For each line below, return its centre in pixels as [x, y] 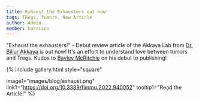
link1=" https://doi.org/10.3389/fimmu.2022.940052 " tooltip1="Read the [94, 88]
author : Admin [24, 23]
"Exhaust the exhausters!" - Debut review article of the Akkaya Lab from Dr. [99, 45]
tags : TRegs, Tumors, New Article [49, 17]
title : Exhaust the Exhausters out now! [58, 12]
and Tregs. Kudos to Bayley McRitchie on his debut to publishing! [87, 58]
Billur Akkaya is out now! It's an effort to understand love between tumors [97, 52]
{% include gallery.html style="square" [54, 70]
